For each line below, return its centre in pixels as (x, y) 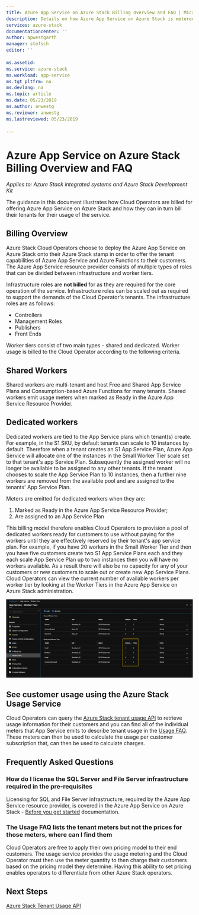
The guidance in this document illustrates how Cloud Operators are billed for (99, 202)
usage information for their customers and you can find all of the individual (97, 724)
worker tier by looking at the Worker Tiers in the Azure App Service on (92, 584)
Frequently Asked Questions (60, 762)
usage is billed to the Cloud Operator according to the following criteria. (94, 352)
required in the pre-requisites (49, 786)
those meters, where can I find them (59, 834)
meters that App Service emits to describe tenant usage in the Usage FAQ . (97, 731)
